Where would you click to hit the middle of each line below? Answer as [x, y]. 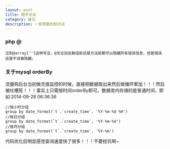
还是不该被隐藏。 [20, 59]
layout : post [19, 10]
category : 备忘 [20, 19]
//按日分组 [15, 117]
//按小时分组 [17, 107]
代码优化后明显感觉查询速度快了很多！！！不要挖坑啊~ [62, 141]
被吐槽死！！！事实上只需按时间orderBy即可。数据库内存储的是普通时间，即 [84, 90]
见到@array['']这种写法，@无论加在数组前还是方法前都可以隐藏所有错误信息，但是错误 [83, 53]
